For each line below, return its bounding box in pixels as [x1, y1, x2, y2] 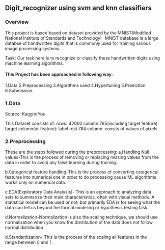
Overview [5, 19, 29, 26]
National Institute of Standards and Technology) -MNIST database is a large [5, 35, 159, 41]
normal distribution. [5, 224, 45, 230]
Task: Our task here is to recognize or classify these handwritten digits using [5, 55, 160, 61]
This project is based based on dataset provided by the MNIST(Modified [5, 29, 151, 36]
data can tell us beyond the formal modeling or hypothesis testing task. [5, 205, 149, 211]
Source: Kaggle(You [5, 111, 46, 117]
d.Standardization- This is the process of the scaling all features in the [5, 234, 147, 240]
